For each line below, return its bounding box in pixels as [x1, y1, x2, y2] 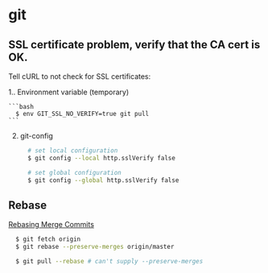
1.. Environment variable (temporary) [8, 87, 130, 97]
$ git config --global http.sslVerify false [27, 176, 179, 184]
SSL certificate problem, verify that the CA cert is [8, 38, 261, 52]
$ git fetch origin [15, 235, 81, 243]
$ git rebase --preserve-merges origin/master [15, 243, 175, 251]
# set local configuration [27, 147, 118, 155]
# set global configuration [27, 168, 122, 176]
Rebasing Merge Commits [8, 220, 95, 230]
